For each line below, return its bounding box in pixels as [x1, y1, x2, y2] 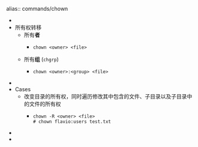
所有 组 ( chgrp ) [23, 56, 59, 62]
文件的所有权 [29, 100, 61, 107]
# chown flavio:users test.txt [32, 119, 111, 125]
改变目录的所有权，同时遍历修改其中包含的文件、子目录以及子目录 [23, 93, 187, 100]
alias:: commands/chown [6, 5, 68, 12]
